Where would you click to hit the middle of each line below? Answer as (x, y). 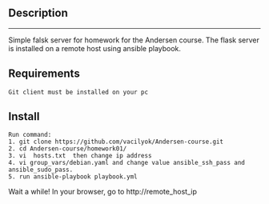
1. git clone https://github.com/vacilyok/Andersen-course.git (116, 142)
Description (38, 13)
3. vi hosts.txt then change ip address (80, 156)
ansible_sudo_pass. (41, 170)
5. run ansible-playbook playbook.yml (73, 177)
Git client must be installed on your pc (78, 92)
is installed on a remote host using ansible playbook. (95, 48)
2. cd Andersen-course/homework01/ (68, 149)
